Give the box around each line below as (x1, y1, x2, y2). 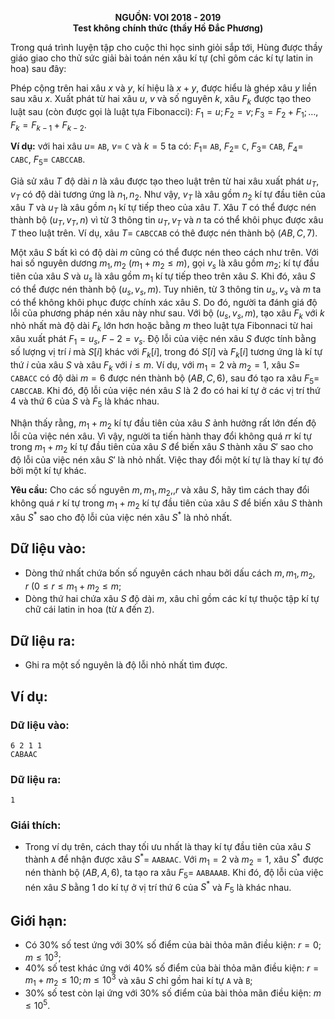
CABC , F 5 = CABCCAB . (10, 153, 86, 167)
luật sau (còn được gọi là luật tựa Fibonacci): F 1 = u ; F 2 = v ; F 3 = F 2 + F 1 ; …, (10, 105, 319, 120)
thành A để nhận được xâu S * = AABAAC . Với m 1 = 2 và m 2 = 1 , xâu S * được (24, 852, 324, 867)
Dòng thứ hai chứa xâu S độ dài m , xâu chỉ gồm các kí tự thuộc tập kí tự (24, 593, 320, 605)
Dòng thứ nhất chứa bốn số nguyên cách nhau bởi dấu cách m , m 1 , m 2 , (24, 567, 316, 581)
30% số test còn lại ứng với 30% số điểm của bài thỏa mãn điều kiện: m (24, 987, 322, 999)
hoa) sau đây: (10, 63, 67, 74)
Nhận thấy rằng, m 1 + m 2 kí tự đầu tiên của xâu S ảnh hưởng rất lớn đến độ (10, 417, 317, 431)
